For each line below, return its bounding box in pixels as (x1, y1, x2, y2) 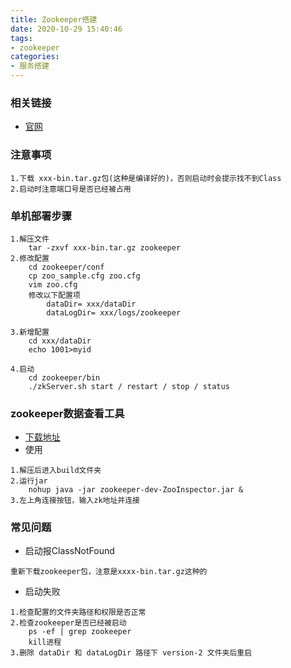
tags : (10, 33, 33, 43)
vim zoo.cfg (28, 279, 78, 290)
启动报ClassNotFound (24, 545, 115, 557)
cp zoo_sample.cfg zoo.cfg (28, 271, 141, 281)
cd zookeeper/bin (28, 372, 101, 383)
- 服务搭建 (10, 61, 50, 71)
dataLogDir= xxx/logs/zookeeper (46, 307, 182, 318)
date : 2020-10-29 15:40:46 (10, 24, 123, 34)
